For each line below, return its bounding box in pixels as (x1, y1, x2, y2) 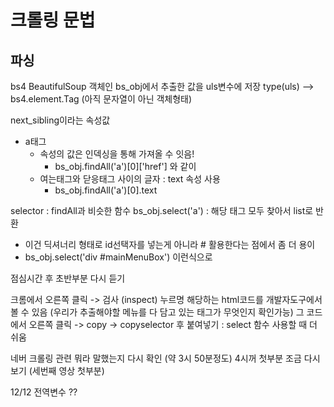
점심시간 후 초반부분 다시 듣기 (10, 272, 126, 284)
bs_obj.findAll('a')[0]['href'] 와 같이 (54, 161, 197, 172)
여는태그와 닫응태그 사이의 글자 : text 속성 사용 (39, 173, 221, 185)
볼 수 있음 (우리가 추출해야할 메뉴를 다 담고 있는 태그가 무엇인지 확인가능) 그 (10, 306, 305, 318)
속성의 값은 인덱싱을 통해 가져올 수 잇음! (39, 148, 195, 160)
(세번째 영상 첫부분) (28, 365, 105, 376)
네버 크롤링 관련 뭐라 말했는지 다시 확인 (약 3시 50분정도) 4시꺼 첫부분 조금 (10, 352, 302, 364)
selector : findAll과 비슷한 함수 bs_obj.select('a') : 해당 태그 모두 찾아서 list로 (10, 205, 314, 216)
